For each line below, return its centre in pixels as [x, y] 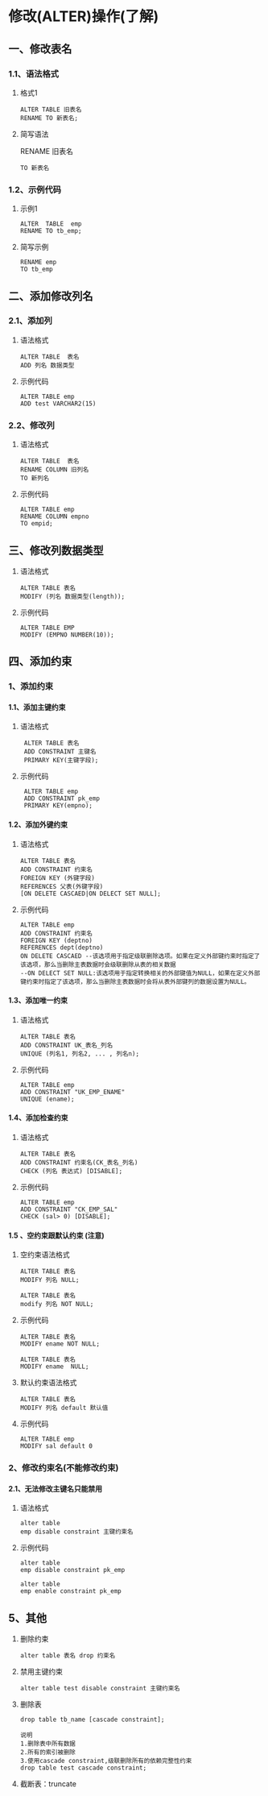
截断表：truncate [48, 1784]
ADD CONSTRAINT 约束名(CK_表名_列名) [79, 1163]
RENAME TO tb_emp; [51, 231]
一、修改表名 [40, 49]
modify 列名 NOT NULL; [57, 1304]
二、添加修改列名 [51, 296]
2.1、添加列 [30, 321]
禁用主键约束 [41, 1672]
